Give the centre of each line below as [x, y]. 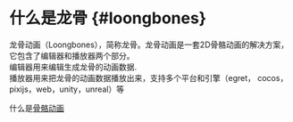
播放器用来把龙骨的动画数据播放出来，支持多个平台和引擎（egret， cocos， [149, 77]
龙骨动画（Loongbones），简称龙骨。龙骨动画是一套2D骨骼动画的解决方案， [149, 45]
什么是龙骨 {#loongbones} [108, 18]
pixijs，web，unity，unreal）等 [67, 89]
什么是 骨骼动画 [37, 108]
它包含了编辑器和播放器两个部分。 [72, 55]
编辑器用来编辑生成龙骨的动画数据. [73, 67]
